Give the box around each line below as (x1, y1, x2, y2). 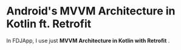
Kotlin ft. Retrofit (6, 17, 92, 31)
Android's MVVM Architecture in (6, 4, 176, 18)
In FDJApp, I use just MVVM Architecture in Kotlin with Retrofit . (6, 37, 170, 44)
